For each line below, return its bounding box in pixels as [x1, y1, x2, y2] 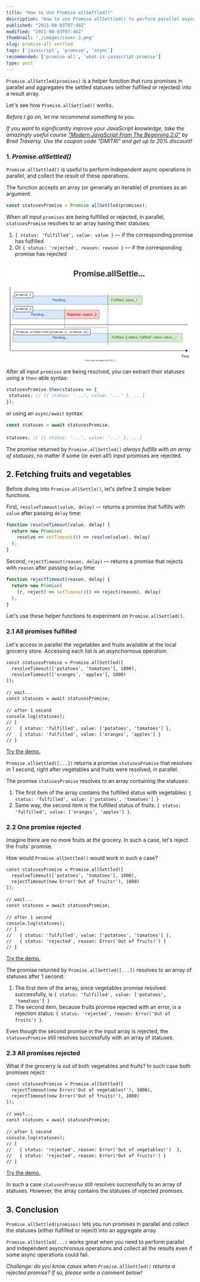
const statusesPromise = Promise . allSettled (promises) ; [6, 202, 148, 209]
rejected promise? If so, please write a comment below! [6, 1269, 143, 1276]
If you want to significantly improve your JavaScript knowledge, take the [6, 124, 185, 131]
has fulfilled [14, 237, 44, 244]
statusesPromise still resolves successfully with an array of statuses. [6, 1034, 174, 1041]
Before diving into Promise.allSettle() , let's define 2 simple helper [6, 485, 171, 492]
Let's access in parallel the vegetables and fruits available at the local [6, 641, 177, 648]
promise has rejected [14, 250, 67, 257]
